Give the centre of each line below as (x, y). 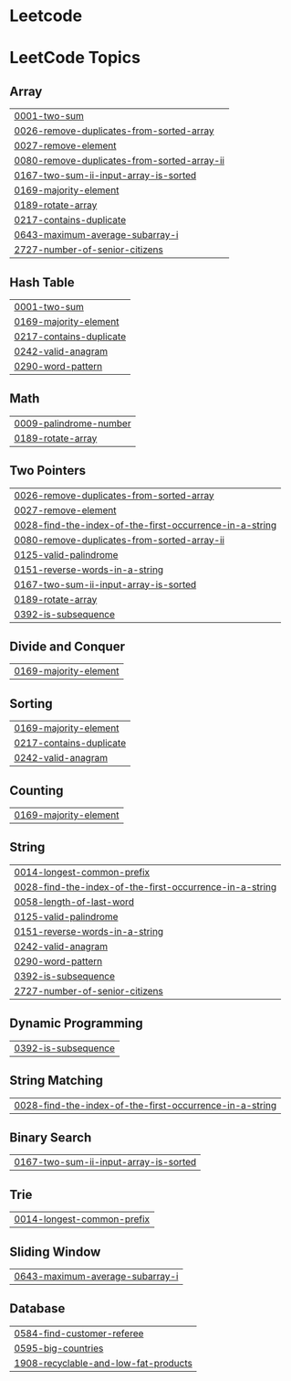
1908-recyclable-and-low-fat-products (104, 1363)
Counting (36, 791)
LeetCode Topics (75, 58)
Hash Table (42, 282)
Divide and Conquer (68, 647)
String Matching (56, 1081)
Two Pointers (48, 471)
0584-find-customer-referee (79, 1333)
